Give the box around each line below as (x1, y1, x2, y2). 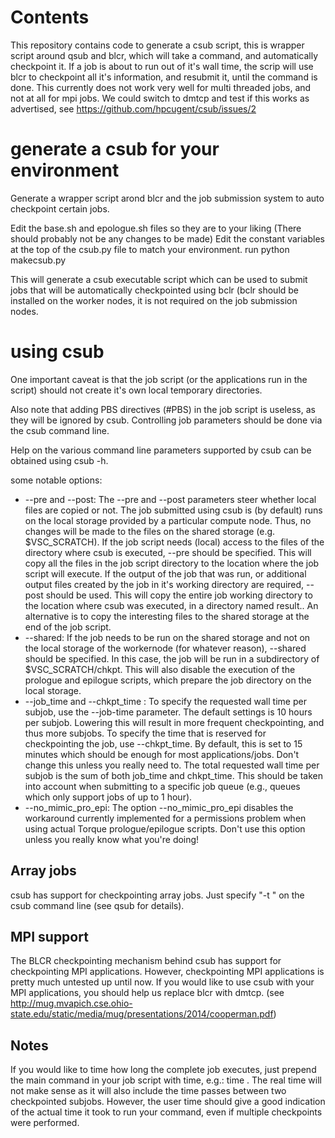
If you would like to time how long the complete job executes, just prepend (10, 1064, 317, 1076)
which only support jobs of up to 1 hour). (24, 791, 193, 803)
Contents (10, 6, 90, 29)
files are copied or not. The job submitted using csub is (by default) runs (24, 504, 323, 516)
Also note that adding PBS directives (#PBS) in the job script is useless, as (10, 403, 316, 415)
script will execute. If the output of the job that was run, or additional (24, 567, 307, 580)
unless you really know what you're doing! (24, 833, 200, 845)
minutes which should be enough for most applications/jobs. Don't (24, 748, 300, 760)
